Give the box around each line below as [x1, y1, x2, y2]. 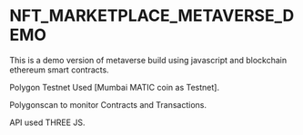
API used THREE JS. [9, 117, 86, 128]
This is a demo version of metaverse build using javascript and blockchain [9, 54, 288, 65]
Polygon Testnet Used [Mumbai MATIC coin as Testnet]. [9, 82, 220, 92]
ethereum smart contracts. [9, 64, 109, 75]
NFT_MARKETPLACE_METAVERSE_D [9, 5, 295, 26]
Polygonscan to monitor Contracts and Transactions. [9, 99, 207, 110]
